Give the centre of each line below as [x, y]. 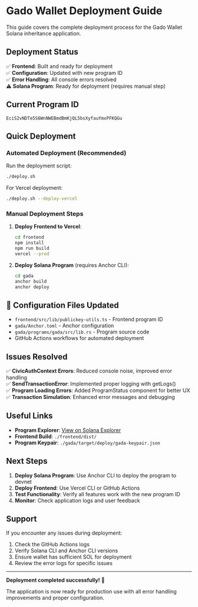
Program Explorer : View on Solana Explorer [68, 430]
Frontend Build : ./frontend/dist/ [56, 436]
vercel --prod [32, 254]
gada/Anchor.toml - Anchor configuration [64, 326]
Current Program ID [43, 105]
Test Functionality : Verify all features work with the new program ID [98, 494]
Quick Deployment [41, 136]
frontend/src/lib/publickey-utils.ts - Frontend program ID [89, 319]
